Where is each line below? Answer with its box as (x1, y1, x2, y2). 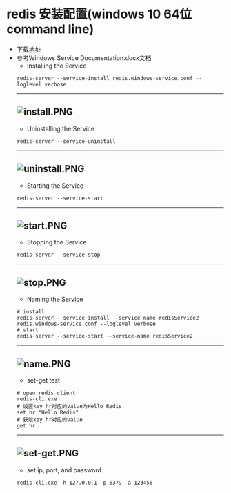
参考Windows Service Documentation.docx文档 (16, 53, 152, 62)
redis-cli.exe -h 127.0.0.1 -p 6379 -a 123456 (16, 479, 153, 486)
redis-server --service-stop (16, 251, 101, 259)
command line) (6, 21, 94, 37)
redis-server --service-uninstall (16, 137, 116, 145)
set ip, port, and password (26, 465, 101, 474)
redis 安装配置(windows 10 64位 (6, 6, 192, 22)
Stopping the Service (26, 238, 87, 246)
